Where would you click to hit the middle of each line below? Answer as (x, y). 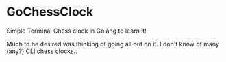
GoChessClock (50, 12)
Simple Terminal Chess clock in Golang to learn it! (76, 31)
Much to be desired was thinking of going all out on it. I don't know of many (113, 44)
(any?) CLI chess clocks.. (42, 51)
